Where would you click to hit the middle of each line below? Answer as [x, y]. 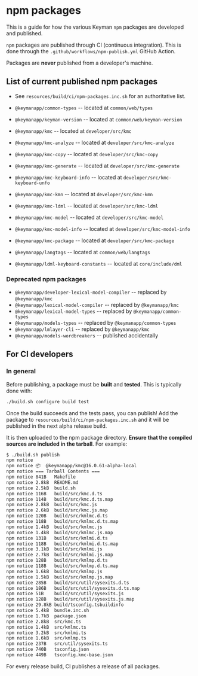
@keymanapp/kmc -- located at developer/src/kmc [73, 131]
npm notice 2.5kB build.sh [41, 488]
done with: [19, 391]
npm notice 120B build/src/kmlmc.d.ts [57, 516]
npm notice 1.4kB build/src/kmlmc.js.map [60, 532]
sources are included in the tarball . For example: [67, 444]
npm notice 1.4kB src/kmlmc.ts [46, 627]
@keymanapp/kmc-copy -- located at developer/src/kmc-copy [86, 154]
